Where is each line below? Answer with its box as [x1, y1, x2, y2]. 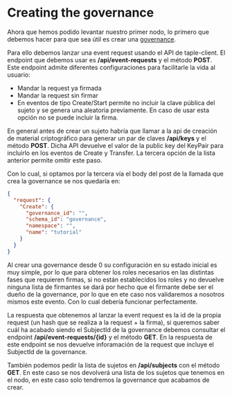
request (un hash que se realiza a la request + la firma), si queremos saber [7, 318, 220, 326]
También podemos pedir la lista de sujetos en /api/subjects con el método [7, 361, 220, 369]
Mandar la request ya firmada [17, 84, 102, 92]
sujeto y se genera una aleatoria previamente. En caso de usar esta [17, 106, 210, 114]
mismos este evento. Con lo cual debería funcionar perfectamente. [7, 297, 198, 306]
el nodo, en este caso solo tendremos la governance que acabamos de [7, 376, 210, 384]
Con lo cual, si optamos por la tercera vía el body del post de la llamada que [7, 169, 224, 178]
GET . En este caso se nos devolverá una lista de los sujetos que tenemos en [7, 368, 225, 376]
